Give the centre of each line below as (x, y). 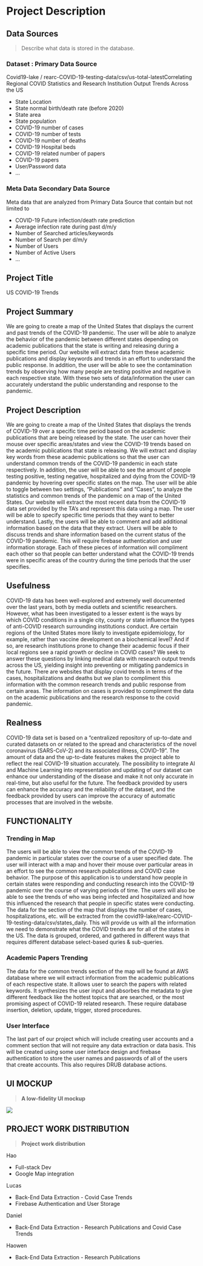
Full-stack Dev (33, 1167)
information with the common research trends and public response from (96, 684)
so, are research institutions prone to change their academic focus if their (98, 645)
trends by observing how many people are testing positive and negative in (99, 371)
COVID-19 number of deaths (50, 140)
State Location (33, 102)
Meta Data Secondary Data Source (58, 188)
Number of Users (37, 246)
